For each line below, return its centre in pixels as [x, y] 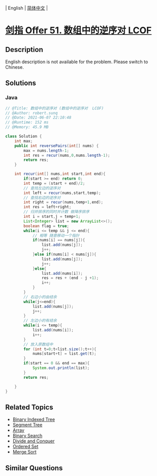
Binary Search [27, 436]
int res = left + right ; [48, 207]
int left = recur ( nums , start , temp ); [62, 193]
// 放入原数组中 [38, 344]
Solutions [21, 83]
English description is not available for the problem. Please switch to [77, 62]
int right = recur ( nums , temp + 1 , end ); [63, 202]
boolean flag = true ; [46, 226]
